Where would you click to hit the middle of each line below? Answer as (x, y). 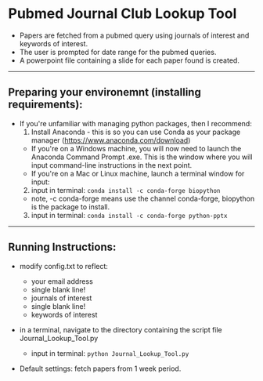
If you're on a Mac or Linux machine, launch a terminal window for (138, 173)
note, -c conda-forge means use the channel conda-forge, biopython (143, 198)
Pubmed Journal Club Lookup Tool (122, 14)
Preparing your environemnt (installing (104, 92)
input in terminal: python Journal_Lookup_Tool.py (110, 353)
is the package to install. (70, 207)
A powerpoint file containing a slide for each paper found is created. (130, 60)
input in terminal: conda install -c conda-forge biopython (126, 190)
